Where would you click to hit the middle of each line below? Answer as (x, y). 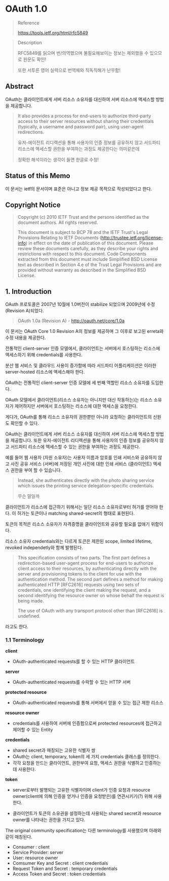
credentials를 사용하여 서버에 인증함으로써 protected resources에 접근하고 (87, 723)
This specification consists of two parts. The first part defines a (84, 558)
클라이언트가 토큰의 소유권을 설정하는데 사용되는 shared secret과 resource (87, 814)
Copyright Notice (33, 205)
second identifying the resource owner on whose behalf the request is (91, 596)
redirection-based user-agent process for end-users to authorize (86, 563)
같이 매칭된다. (19, 837)
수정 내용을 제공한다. (26, 337)
